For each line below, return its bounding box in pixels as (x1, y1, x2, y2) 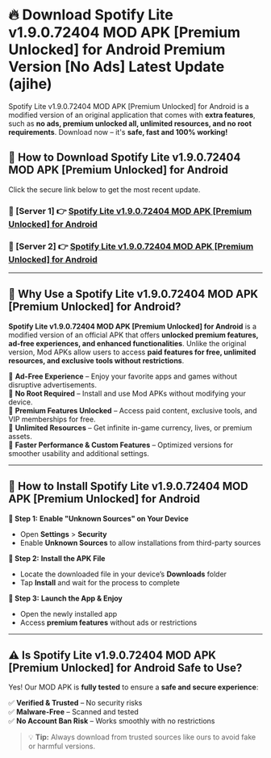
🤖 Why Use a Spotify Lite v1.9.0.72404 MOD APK (8, 287, 259, 301)
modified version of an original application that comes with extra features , (8, 110, 256, 119)
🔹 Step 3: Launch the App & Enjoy (8, 593, 123, 603)
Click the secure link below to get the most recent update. (8, 184, 201, 195)
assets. (8, 431, 32, 441)
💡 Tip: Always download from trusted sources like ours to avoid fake (27, 732, 256, 742)
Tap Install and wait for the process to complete (19, 577, 180, 587)
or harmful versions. (27, 741, 95, 752)
